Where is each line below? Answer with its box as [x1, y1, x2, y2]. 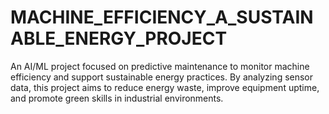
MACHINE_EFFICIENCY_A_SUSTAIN [10, 6, 314, 29]
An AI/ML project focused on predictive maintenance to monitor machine [10, 60, 310, 72]
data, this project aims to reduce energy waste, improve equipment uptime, [10, 81, 320, 93]
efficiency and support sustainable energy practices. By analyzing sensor [10, 71, 314, 83]
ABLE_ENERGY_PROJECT [10, 27, 228, 50]
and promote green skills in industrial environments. [10, 92, 224, 104]
